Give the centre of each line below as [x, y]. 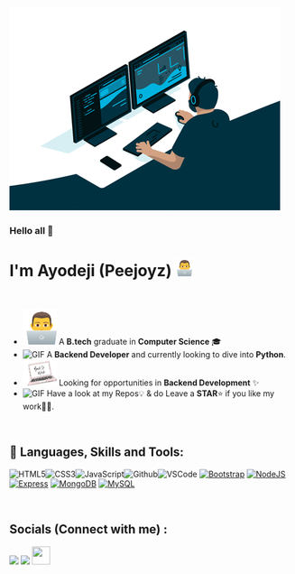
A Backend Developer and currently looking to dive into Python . [166, 355]
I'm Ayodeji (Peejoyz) [91, 271]
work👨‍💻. [38, 407]
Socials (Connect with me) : [88, 529]
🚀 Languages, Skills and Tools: [97, 453]
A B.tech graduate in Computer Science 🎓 [140, 342]
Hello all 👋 [32, 230]
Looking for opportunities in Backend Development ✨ [159, 383]
